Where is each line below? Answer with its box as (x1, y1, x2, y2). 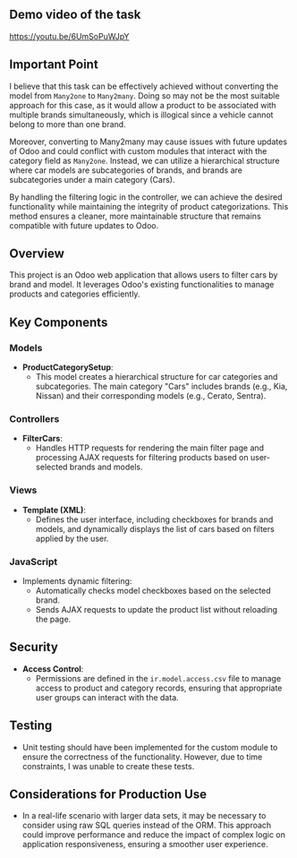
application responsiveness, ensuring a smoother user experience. (21, 839, 268, 850)
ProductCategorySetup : (21, 362, 114, 373)
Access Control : (21, 663, 84, 674)
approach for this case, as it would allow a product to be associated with (9, 99, 276, 110)
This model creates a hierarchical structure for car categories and (35, 372, 278, 382)
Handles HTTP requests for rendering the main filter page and (35, 442, 265, 453)
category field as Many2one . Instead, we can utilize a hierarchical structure (9, 155, 280, 166)
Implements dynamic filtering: (21, 576, 132, 587)
